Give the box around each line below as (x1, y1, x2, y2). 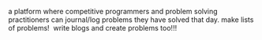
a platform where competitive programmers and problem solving (8, 7, 219, 16)
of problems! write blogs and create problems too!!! (8, 24, 178, 32)
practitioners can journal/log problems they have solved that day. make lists (8, 15, 254, 24)
